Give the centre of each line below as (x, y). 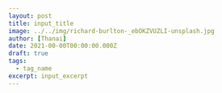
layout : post (30, 16)
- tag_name (34, 69)
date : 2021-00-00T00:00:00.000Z (63, 46)
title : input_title (41, 23)
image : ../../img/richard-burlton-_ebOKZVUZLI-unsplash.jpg (112, 31)
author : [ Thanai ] (38, 38)
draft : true (28, 53)
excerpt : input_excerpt (48, 76)
